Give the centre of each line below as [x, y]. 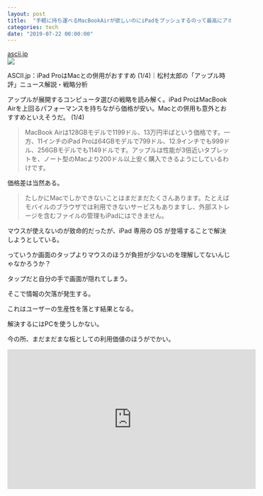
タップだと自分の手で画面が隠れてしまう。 [69, 279]
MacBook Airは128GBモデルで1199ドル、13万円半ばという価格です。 [124, 133]
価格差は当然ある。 [35, 183]
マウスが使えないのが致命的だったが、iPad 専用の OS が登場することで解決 [117, 231]
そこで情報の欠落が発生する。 [51, 294]
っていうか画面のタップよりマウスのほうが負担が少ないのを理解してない [113, 255]
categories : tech [33, 27]
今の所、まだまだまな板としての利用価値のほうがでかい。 [91, 339]
